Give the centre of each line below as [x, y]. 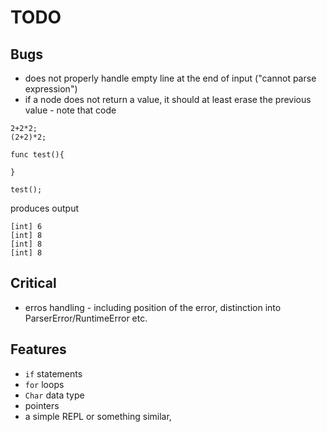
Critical [33, 283]
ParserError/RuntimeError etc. [86, 318]
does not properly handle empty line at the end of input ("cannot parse [170, 78]
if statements [53, 373]
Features [38, 349]
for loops [44, 384]
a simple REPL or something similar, [98, 416]
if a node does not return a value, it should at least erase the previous [168, 99]
